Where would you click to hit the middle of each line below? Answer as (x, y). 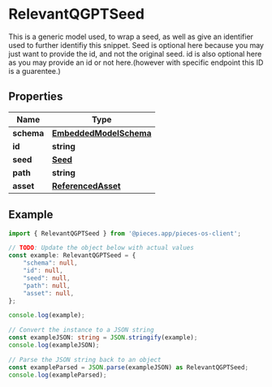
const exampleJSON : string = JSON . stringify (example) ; (103, 338)
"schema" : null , (51, 263)
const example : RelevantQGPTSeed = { (72, 256)
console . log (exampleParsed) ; (58, 375)
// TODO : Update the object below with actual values (101, 248)
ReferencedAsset (86, 186)
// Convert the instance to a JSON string (81, 330)
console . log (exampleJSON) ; (54, 346)
